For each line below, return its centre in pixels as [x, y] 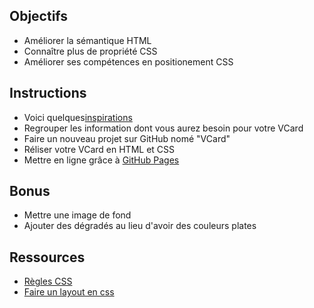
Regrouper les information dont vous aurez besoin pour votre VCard [163, 128]
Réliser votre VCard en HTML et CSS [99, 149]
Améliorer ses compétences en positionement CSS [128, 61]
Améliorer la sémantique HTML [87, 40]
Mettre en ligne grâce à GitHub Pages [101, 160]
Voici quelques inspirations [78, 117]
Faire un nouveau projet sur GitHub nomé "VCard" [127, 138]
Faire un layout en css [69, 292]
